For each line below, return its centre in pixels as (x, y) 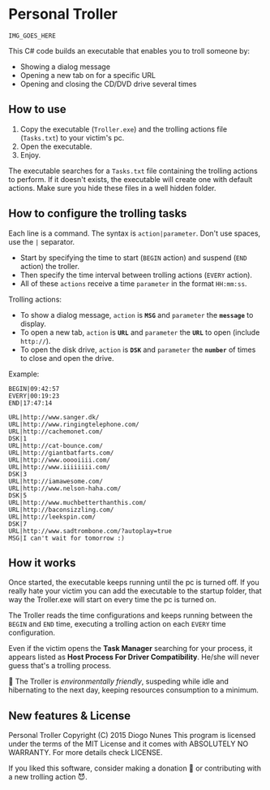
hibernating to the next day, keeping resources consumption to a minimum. (134, 690)
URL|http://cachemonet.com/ (56, 432)
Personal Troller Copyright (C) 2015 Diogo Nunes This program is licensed (132, 736)
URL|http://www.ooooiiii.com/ (60, 460)
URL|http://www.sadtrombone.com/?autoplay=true (90, 531)
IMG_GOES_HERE (32, 36)
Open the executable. (56, 146)
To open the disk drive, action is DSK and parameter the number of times (138, 349)
